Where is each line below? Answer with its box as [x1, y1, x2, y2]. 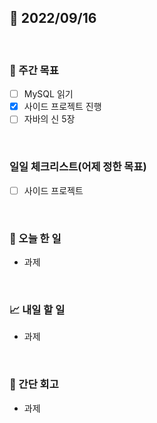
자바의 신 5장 [23, 113, 76, 125]
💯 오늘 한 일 [9, 231, 62, 245]
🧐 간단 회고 [9, 377, 59, 391]
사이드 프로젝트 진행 [23, 101, 102, 113]
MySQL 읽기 [23, 88, 74, 100]
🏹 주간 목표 [9, 63, 59, 77]
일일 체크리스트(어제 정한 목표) [9, 160, 147, 174]
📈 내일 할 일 [9, 302, 66, 316]
